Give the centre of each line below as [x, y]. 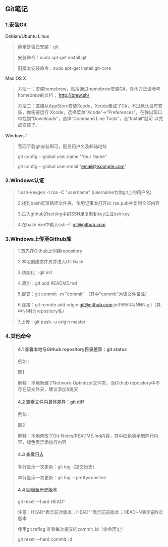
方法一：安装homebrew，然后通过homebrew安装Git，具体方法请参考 [89, 89]
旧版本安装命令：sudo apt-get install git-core [64, 68]
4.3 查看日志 [31, 454]
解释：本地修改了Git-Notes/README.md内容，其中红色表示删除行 [86, 436]
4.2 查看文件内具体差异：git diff [51, 402]
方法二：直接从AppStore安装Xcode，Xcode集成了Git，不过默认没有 [88, 106]
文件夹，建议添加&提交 [54, 389]
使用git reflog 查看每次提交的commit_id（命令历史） [71, 529]
